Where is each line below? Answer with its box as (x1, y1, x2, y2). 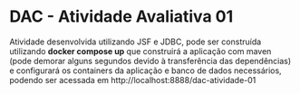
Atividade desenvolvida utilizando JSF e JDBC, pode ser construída (9, 36, 262, 47)
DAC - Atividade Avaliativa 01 (9, 6, 234, 27)
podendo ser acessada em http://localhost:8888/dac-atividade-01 (9, 74, 256, 85)
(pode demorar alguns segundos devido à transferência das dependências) (9, 55, 292, 66)
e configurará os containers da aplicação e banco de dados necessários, (9, 65, 283, 76)
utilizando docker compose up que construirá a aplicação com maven (9, 45, 272, 56)
